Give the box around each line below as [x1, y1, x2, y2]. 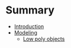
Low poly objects [22, 35, 65, 42]
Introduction [14, 23, 44, 30]
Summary [5, 4, 54, 17]
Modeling [14, 29, 38, 36]
